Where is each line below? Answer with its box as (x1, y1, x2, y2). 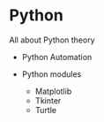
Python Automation (21, 51, 93, 62)
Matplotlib (34, 86, 72, 96)
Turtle (34, 104, 57, 115)
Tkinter (34, 95, 62, 106)
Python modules (21, 68, 82, 80)
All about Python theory (9, 34, 95, 45)
